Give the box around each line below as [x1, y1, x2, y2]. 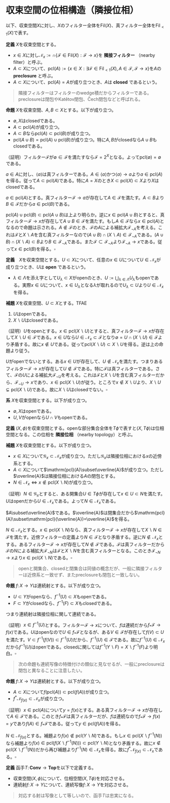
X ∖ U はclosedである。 [13, 317, 61, 323]
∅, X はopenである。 [13, 408, 55, 414]
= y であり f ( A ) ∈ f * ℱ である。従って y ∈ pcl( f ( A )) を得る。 [6, 720, 123, 728]
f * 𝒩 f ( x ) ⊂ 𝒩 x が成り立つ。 [13, 695, 67, 703]
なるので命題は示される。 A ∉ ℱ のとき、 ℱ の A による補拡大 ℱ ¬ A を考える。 [6, 224, 158, 232]
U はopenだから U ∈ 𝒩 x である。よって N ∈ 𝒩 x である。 [6, 498, 119, 505]
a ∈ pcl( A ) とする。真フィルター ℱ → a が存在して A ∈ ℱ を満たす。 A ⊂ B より [6, 195, 164, 201]
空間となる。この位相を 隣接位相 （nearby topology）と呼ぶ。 [6, 431, 136, 437]
